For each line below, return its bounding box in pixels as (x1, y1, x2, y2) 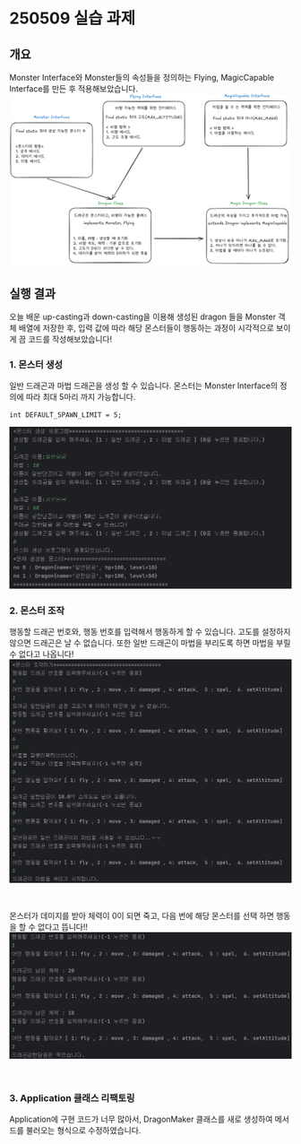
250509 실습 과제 (9, 8, 136, 29)
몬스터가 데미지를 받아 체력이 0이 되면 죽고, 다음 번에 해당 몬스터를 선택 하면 (9, 910, 275, 921)
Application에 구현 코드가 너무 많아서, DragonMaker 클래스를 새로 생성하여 (9, 1114, 273, 1125)
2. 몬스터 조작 (9, 604, 65, 617)
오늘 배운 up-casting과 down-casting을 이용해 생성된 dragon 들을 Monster (9, 311, 276, 322)
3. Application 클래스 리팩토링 (9, 1091, 135, 1104)
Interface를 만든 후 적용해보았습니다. (9, 83, 139, 94)
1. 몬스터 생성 (9, 358, 64, 370)
